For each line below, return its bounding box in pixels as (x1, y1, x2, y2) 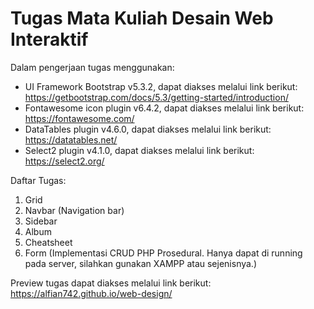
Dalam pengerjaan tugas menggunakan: (10, 61, 175, 73)
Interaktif (10, 28, 89, 51)
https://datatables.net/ (24, 133, 118, 146)
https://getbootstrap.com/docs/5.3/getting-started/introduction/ (24, 91, 289, 103)
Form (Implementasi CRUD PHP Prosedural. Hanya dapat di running (24, 247, 303, 259)
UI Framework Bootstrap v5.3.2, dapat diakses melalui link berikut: (24, 80, 298, 92)
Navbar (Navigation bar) (24, 204, 125, 216)
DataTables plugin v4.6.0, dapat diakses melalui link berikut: (24, 123, 272, 135)
